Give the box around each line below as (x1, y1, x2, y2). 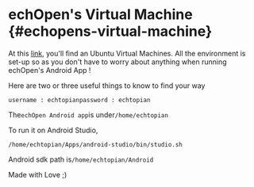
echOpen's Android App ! (8, 65, 91, 74)
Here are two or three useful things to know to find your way (8, 81, 206, 90)
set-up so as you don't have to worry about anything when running (8, 57, 228, 67)
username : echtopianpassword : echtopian (8, 96, 151, 104)
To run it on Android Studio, (8, 125, 98, 135)
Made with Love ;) (8, 170, 67, 179)
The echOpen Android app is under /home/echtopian (8, 109, 169, 120)
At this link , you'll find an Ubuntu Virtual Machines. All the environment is (8, 48, 246, 58)
